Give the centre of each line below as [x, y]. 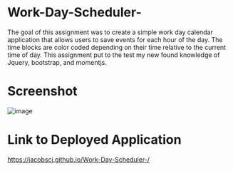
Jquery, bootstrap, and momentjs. [57, 62]
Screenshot [42, 92]
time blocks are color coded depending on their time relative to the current [117, 47]
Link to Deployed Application [94, 140]
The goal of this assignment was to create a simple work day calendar [110, 32]
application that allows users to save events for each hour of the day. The [115, 39]
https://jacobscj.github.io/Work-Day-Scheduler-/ [79, 159]
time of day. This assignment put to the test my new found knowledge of [114, 55]
